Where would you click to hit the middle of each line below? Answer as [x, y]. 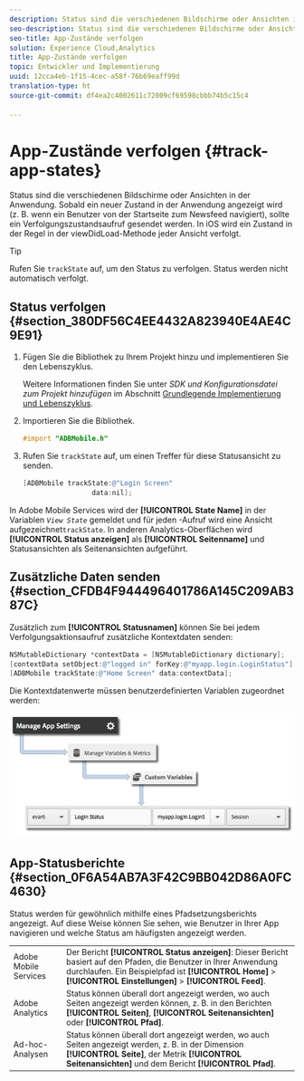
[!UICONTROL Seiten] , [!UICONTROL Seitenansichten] [170, 1012]
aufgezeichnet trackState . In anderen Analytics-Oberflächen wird [131, 529]
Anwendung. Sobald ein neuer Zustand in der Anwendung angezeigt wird [146, 205]
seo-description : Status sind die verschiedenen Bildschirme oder [137, 29]
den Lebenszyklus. [57, 367]
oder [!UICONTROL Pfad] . [115, 1022]
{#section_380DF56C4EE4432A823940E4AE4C [150, 321]
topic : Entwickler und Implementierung [85, 67]
